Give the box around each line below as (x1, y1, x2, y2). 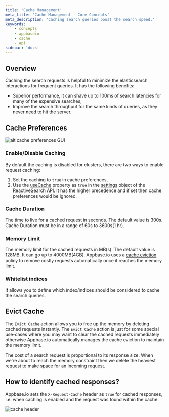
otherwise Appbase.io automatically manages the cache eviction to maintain (5, 337, 164, 343)
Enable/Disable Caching (5, 150, 66, 157)
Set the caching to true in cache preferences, (12, 176, 108, 183)
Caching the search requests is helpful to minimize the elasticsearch (5, 77, 148, 84)
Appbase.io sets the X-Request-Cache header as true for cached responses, (5, 391, 163, 397)
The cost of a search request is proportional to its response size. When (5, 352, 153, 358)
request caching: (5, 167, 40, 173)
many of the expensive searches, (12, 98, 82, 104)
